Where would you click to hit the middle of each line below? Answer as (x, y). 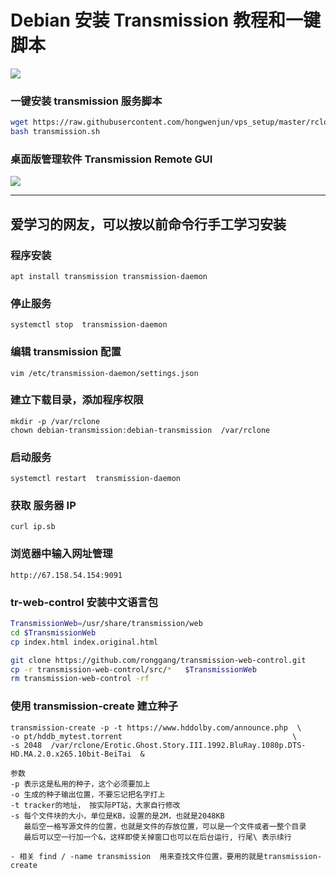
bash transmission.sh (55, 132)
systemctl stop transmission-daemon (89, 325)
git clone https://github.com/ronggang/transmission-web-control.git (158, 660)
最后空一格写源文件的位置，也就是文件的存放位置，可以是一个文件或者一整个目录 (165, 826)
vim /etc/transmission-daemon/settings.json (104, 373)
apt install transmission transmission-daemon (109, 276)
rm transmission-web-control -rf (80, 679)
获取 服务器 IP (43, 506)
